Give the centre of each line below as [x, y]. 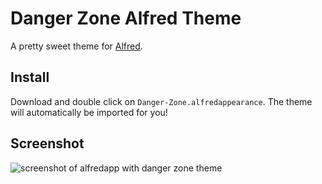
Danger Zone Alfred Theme [126, 18]
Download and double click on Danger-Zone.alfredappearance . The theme [161, 101]
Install [30, 77]
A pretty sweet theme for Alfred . [76, 46]
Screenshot [47, 143]
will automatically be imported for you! [89, 112]
